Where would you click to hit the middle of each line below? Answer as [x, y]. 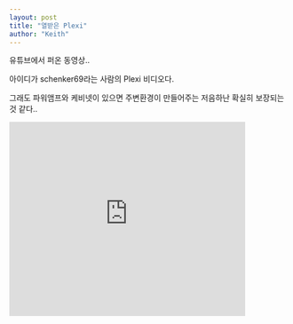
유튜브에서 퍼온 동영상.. [50, 60]
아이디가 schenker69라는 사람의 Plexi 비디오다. [92, 79]
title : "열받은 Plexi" [48, 26]
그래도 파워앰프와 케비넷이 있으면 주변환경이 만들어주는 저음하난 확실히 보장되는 [147, 98]
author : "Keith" [39, 34]
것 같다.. [24, 109]
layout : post [33, 17]
